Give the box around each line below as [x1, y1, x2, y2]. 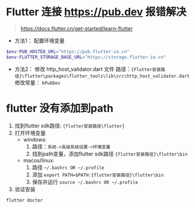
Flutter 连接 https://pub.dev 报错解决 [6, 5, 187, 19]
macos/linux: [23, 157, 54, 164]
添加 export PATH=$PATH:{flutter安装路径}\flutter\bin [32, 171, 164, 178]
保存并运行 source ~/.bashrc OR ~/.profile [32, 178, 139, 185]
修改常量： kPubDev [14, 79, 60, 86]
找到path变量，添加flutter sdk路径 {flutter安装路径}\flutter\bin [32, 150, 188, 157]
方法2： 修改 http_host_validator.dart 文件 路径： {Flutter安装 [14, 65, 161, 72]
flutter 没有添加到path [6, 102, 114, 115]
